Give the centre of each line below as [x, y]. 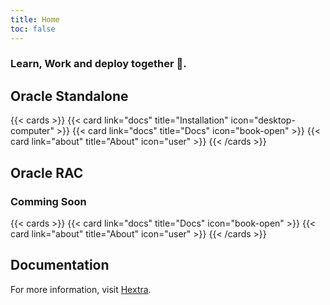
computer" [32, 131]
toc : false [33, 29]
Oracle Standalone [69, 96]
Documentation [60, 265]
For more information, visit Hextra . [81, 289]
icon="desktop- [263, 120]
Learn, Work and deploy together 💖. [98, 64]
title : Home [35, 19]
